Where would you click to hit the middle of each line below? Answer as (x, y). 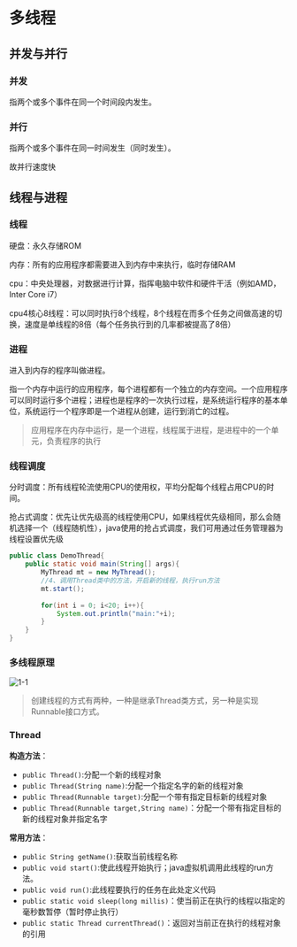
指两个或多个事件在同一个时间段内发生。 (83, 102)
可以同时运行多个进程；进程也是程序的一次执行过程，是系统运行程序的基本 (145, 400)
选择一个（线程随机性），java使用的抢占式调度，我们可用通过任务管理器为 (150, 528)
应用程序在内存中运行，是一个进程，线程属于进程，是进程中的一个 (151, 430)
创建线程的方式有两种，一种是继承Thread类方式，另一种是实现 (145, 701)
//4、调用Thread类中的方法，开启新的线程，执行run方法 (130, 581)
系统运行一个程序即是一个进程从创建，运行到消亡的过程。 (129, 412)
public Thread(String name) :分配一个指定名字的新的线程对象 (133, 785)
